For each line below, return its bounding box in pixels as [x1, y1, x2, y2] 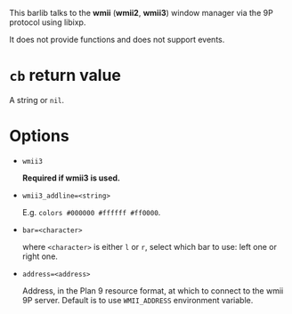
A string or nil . [9, 94, 65, 105]
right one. [21, 251, 58, 262]
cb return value [9, 66, 122, 85]
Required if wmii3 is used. [21, 173, 120, 183]
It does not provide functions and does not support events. [9, 35, 225, 44]
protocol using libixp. [9, 17, 86, 28]
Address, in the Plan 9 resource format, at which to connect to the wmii [21, 285, 284, 296]
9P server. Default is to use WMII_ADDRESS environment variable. [21, 294, 254, 305]
